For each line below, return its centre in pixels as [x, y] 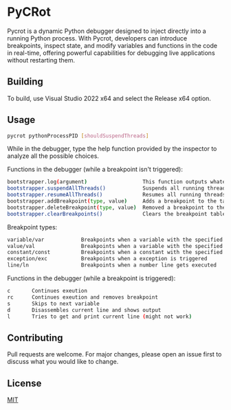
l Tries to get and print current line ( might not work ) [100, 317]
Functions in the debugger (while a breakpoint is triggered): [91, 278]
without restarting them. [41, 60]
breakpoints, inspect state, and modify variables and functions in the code [112, 45]
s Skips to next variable [53, 304]
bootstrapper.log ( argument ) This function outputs [107, 182]
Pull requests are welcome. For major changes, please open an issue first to [114, 354]
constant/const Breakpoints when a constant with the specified [115, 252]
